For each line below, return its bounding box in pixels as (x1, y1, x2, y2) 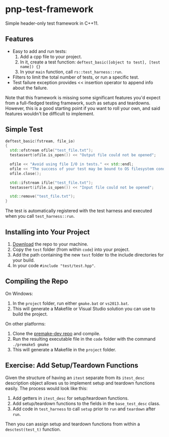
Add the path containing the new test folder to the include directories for (12, 252, 164, 258)
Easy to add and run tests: (12, 48, 67, 54)
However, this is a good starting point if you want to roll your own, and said (5, 105, 160, 111)
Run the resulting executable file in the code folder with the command (12, 336, 156, 342)
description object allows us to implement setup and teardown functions (5, 380, 155, 386)
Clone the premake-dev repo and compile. (12, 330, 101, 336)
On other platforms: (5, 321, 46, 327)
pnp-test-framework (5, 4, 94, 15)
